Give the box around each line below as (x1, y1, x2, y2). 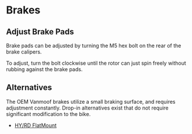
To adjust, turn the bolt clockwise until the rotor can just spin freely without (6, 59, 187, 66)
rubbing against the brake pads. (6, 66, 83, 73)
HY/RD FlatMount (14, 122, 57, 129)
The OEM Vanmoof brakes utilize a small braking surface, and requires (6, 98, 176, 105)
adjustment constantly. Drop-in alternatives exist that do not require (6, 104, 169, 111)
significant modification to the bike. (6, 110, 91, 117)
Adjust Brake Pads (6, 27, 74, 37)
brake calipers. (6, 48, 42, 55)
